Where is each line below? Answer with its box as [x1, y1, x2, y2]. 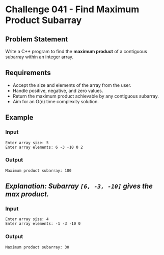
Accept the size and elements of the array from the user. [12, 82, 131, 88]
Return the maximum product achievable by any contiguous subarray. [12, 93, 159, 99]
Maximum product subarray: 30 [5, 244, 70, 250]
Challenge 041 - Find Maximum [5, 4, 140, 15]
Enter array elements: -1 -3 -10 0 [5, 221, 81, 226]
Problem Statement [5, 35, 68, 43]
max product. [5, 190, 49, 199]
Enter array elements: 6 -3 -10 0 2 [5, 145, 83, 150]
